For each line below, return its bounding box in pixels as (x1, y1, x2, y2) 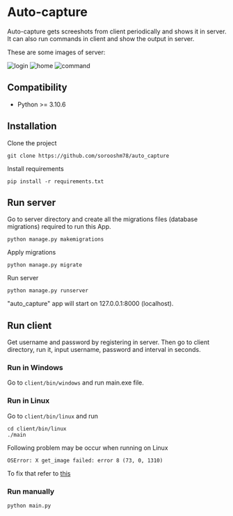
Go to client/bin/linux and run (7, 412, 99, 420)
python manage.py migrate (7, 261, 82, 268)
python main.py (7, 502, 51, 510)
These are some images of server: (7, 48, 106, 56)
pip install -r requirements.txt (7, 178, 104, 185)
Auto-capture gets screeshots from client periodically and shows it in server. (7, 27, 227, 35)
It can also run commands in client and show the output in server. (7, 34, 195, 42)
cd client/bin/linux (7, 425, 67, 432)
